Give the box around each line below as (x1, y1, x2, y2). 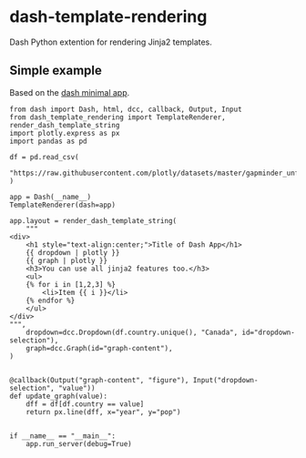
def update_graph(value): (9, 392, 107, 401)
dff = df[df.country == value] (25, 399, 145, 409)
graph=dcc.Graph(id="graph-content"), (25, 343, 173, 352)
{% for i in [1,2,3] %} (25, 280, 117, 289)
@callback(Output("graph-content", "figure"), (9, 375, 189, 384)
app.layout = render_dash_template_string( (9, 216, 178, 225)
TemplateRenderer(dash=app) (9, 200, 117, 209)
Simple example (9, 63, 103, 78)
